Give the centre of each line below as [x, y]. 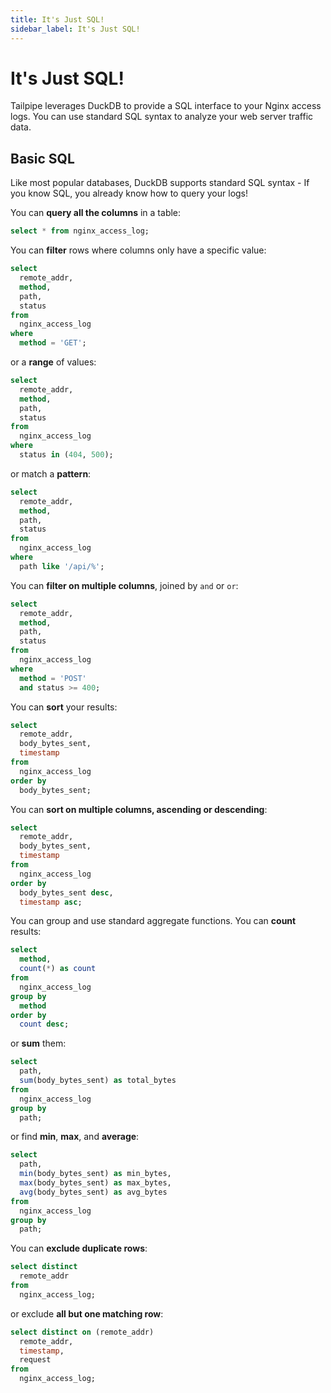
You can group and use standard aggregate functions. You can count [153, 921]
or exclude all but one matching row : [87, 1313]
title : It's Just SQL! [57, 19]
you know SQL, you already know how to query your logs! [129, 193]
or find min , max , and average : [75, 1137]
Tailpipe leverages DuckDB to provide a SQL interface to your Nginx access [166, 106]
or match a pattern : [51, 473]
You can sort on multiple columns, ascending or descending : [139, 809]
